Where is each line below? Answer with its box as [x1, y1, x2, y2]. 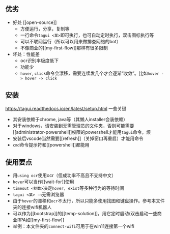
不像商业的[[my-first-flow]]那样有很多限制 [20, 45, 108, 51]
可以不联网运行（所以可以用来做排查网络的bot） [20, 38, 121, 44]
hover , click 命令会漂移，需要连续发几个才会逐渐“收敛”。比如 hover [20, 70, 159, 76]
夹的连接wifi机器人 [12, 204, 52, 210]
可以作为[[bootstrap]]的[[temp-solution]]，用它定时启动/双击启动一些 [12, 211, 158, 217]
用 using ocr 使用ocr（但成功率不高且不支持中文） [12, 172, 116, 179]
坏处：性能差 [12, 51, 40, 57]
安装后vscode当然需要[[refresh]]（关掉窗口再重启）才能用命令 [12, 135, 144, 141]
